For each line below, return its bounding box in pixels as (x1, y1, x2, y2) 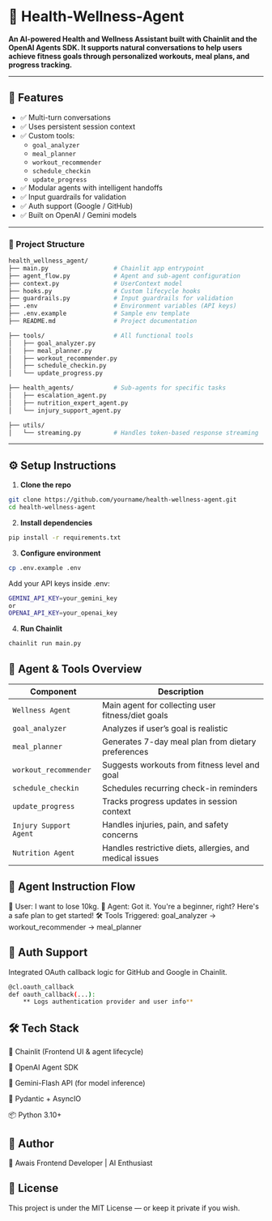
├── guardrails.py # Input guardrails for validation (8, 295, 233, 303)
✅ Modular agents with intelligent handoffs (19, 182, 164, 193)
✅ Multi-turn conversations (19, 113, 111, 122)
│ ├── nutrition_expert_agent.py (8, 398, 129, 407)
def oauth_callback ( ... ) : (8, 990, 96, 998)
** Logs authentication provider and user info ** (23, 998, 194, 1006)
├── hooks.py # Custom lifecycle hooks (8, 287, 201, 295)
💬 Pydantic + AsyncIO (8, 1094, 82, 1104)
